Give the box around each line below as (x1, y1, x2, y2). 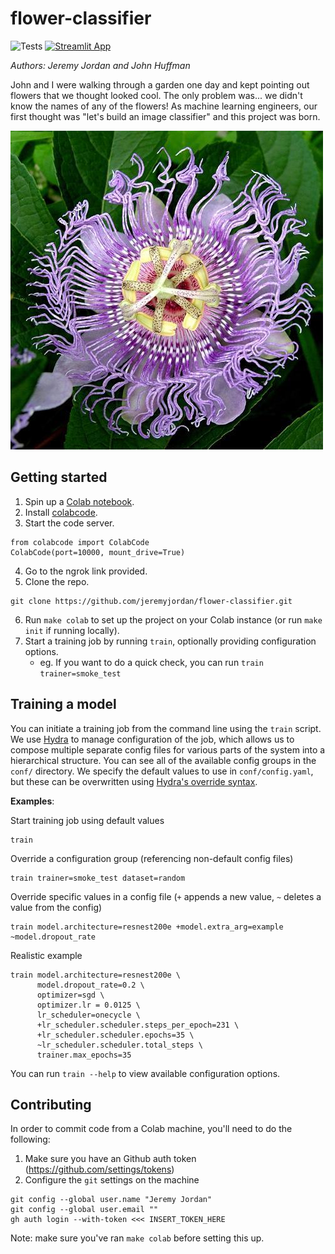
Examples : (10, 795, 55, 807)
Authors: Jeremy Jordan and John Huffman (10, 59, 191, 71)
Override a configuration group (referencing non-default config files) (10, 852, 294, 864)
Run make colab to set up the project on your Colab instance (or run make (24, 613, 323, 626)
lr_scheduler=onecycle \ (36, 1010, 141, 1020)
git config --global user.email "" (10, 1205, 159, 1215)
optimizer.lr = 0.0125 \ (36, 1000, 141, 1010)
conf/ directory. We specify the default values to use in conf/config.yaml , (10, 765, 314, 777)
